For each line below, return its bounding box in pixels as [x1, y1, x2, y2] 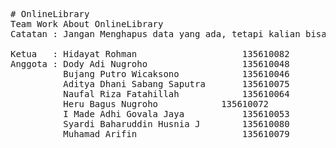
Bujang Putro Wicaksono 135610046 [63, 69, 290, 79]
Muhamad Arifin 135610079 [63, 129, 290, 139]
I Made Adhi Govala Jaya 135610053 [63, 109, 290, 119]
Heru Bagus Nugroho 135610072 [63, 99, 270, 109]
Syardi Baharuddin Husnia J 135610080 [63, 119, 290, 129]
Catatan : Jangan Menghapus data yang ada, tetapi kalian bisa [10, 29, 327, 39]
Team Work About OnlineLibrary [10, 19, 164, 29]
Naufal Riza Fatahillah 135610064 [63, 89, 290, 99]
